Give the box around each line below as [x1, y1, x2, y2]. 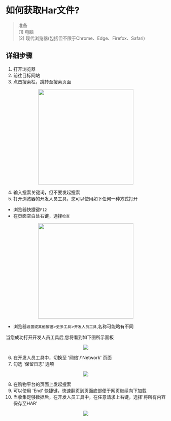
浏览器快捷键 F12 [13, 206, 47, 213]
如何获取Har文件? [6, 5, 80, 16]
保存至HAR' [13, 400, 38, 406]
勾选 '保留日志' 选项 [13, 360, 55, 367]
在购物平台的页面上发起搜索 [13, 381, 72, 387]
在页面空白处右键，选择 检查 [13, 213, 70, 219]
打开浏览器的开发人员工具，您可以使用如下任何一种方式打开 [13, 195, 138, 201]
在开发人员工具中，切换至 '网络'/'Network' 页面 [13, 354, 112, 360]
